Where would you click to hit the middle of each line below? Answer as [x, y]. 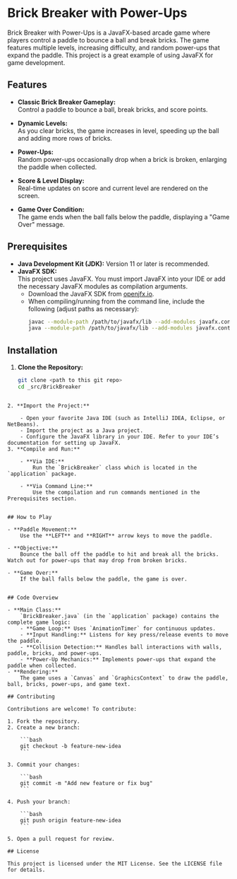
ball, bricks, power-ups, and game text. [69, 684]
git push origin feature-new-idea [71, 820]
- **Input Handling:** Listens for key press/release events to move [124, 634]
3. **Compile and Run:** [44, 449]
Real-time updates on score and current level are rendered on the [113, 188]
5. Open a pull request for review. [61, 839]
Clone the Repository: [50, 367]
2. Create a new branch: [44, 727]
